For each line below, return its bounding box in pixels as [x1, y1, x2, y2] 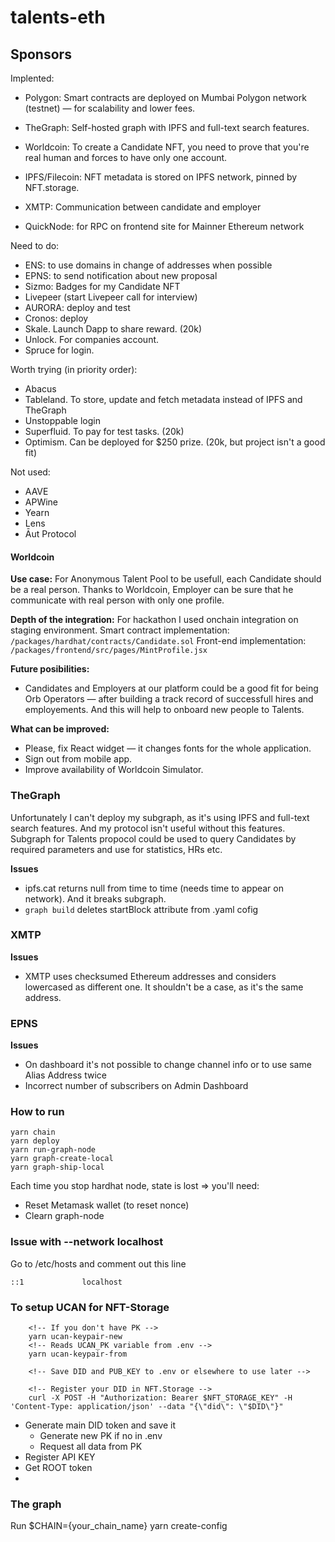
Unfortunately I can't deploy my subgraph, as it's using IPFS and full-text [10, 811, 310, 823]
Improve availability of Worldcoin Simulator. [24, 764, 204, 776]
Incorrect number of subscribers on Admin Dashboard [24, 1080, 249, 1092]
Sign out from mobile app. [24, 753, 133, 765]
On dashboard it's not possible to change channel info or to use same [24, 1059, 312, 1071]
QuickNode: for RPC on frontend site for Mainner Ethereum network [24, 221, 305, 232]
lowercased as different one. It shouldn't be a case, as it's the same [24, 981, 304, 993]
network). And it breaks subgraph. [24, 892, 167, 905]
